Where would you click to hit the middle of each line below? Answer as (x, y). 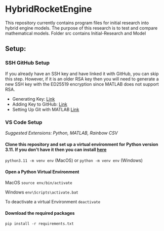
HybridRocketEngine (49, 9)
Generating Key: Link (34, 99)
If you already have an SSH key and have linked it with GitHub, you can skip (82, 74)
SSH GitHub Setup (27, 63)
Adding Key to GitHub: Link (40, 104)
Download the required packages (40, 213)
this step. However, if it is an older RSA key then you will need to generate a (82, 79)
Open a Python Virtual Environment (42, 172)
